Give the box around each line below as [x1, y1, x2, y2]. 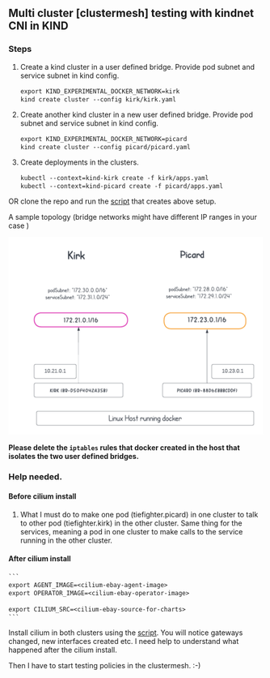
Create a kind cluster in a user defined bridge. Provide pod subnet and [19, 62, 255, 71]
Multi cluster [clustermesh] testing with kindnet [8, 6, 255, 20]
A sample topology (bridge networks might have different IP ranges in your [8, 212, 257, 221]
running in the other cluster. [19, 535, 113, 545]
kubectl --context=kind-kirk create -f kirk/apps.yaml [19, 174, 209, 182]
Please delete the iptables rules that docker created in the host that [8, 442, 240, 453]
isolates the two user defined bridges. [8, 451, 139, 461]
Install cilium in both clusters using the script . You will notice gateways [8, 628, 243, 637]
